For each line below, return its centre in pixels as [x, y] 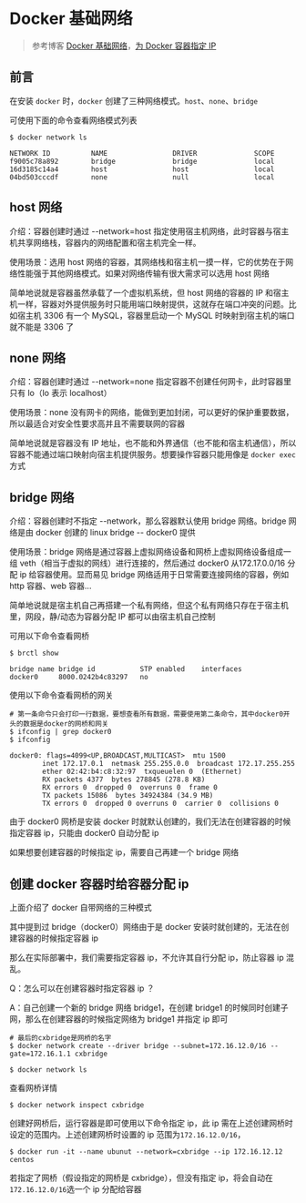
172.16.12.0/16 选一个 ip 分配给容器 [76, 1189]
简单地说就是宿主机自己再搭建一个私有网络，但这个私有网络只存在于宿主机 [149, 606]
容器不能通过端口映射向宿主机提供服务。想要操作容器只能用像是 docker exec [153, 454]
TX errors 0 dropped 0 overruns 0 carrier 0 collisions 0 [161, 804]
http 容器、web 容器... [51, 586]
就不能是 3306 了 [42, 326]
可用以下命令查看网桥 [49, 636]
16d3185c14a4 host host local [142, 169]
